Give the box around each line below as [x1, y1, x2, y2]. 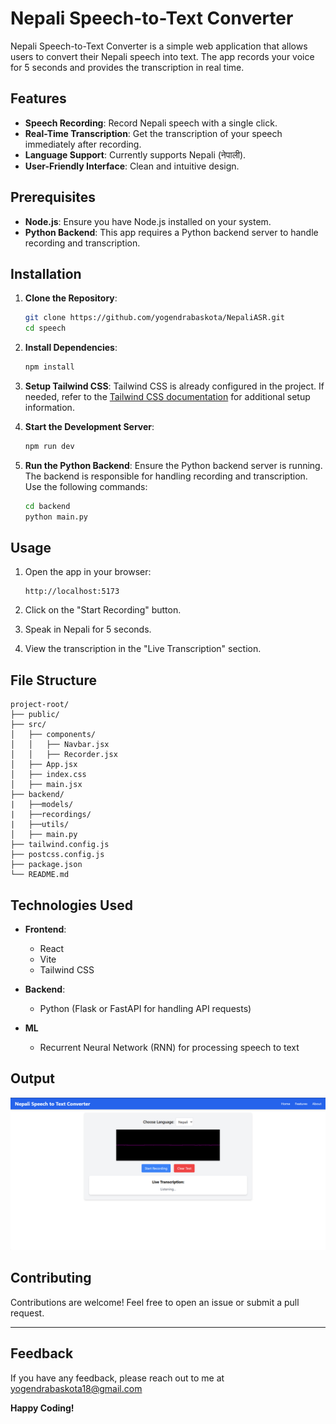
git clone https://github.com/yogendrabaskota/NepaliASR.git [24, 313, 286, 323]
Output [10, 1070, 55, 1087]
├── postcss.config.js [10, 850, 105, 860]
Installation [10, 265, 82, 282]
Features [10, 90, 67, 107]
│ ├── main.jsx [10, 780, 83, 790]
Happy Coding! [10, 1402, 75, 1414]
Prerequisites [10, 189, 96, 206]
